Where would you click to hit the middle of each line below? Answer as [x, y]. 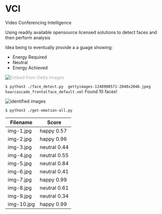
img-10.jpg [21, 204]
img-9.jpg [20, 196]
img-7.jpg [20, 179]
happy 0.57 [53, 131]
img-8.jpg [20, 187]
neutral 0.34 [54, 196]
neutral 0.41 [54, 171]
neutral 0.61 [54, 187]
